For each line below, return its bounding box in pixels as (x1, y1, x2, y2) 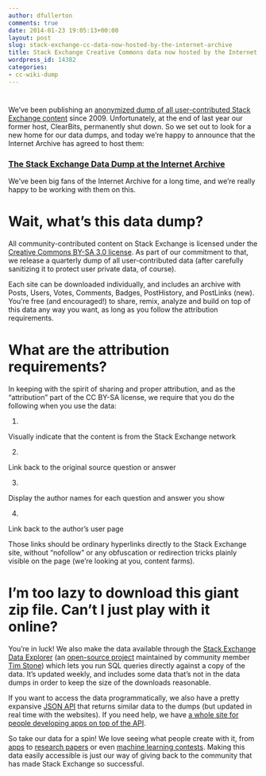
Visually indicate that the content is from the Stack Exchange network (8, 432, 237, 441)
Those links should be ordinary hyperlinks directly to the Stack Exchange (8, 539, 247, 548)
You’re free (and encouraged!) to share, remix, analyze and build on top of (8, 297, 251, 306)
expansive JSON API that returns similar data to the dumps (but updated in (8, 701, 253, 711)
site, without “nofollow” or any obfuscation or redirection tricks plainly (8, 547, 237, 557)
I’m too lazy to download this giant (8, 584, 240, 602)
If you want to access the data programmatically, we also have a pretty (8, 693, 240, 702)
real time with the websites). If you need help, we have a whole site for (8, 709, 239, 719)
